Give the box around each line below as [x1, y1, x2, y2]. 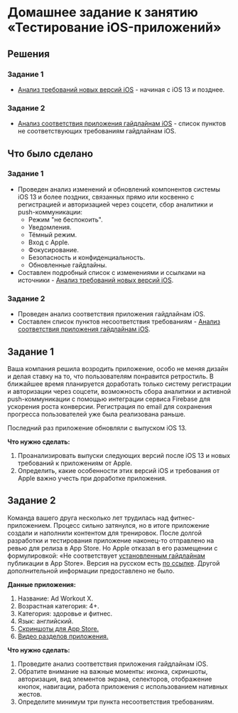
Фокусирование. [28, 245, 80, 254]
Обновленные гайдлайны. [28, 261, 107, 269]
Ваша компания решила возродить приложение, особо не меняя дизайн [7, 364, 229, 373]
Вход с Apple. [28, 238, 70, 246]
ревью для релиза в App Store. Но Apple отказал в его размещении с [7, 543, 218, 552]
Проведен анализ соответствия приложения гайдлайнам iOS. [17, 310, 206, 318]
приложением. [7, 521, 52, 529]
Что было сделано [7, 147, 94, 160]
